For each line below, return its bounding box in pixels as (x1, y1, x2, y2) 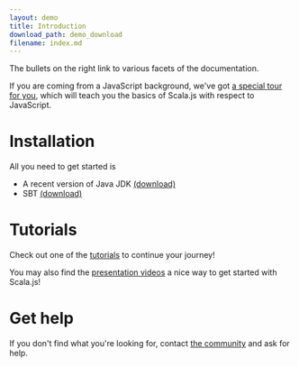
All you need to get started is (9, 161, 117, 172)
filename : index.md (9, 38, 83, 48)
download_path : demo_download (9, 30, 123, 39)
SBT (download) (22, 188, 83, 199)
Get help (9, 308, 74, 329)
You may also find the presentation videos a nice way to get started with (9, 267, 277, 278)
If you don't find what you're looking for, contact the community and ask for (9, 338, 290, 349)
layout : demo (9, 13, 59, 23)
